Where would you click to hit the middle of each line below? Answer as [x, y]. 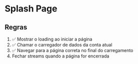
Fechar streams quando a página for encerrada [60, 56]
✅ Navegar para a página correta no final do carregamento [72, 50]
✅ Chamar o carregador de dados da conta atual [62, 45]
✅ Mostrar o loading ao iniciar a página [52, 39]
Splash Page [31, 9]
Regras [16, 27]
